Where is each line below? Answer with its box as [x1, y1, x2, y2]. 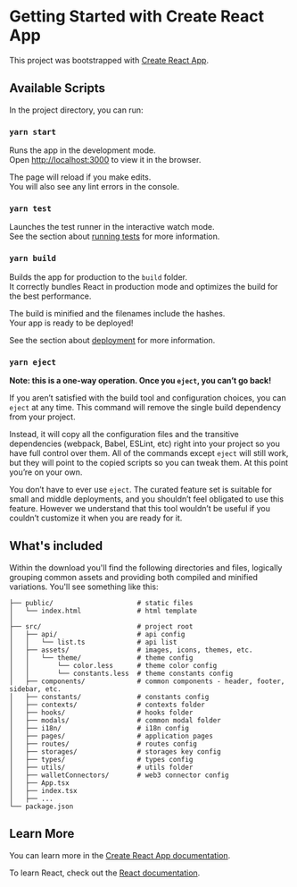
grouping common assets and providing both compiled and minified [9, 571, 259, 582]
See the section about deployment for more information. [9, 334, 216, 345]
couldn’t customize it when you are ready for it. [9, 512, 183, 523]
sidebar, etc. [9, 684, 62, 694]
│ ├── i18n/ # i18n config [9, 723, 190, 732]
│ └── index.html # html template [9, 606, 198, 615]
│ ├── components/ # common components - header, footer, [9, 677, 285, 686]
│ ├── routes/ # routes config [9, 739, 198, 748]
